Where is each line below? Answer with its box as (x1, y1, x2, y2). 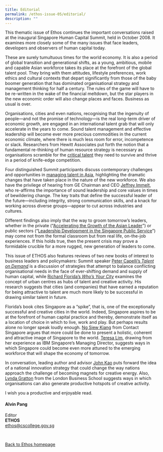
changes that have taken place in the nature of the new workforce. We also (5, 177, 156, 183)
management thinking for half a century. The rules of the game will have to (5, 86, 155, 92)
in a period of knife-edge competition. (5, 157, 81, 163)
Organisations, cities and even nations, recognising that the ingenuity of (5, 111, 149, 117)
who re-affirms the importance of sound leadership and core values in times (5, 187, 158, 193)
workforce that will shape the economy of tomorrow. (5, 351, 110, 356)
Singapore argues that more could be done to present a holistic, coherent (5, 330, 152, 335)
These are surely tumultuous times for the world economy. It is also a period (5, 55, 158, 60)
